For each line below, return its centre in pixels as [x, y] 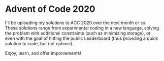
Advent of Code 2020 [50, 9]
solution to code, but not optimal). [39, 43]
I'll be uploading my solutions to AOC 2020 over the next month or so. [76, 23]
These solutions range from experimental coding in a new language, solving [82, 28]
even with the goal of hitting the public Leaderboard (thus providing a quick [82, 38]
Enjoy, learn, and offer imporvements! [43, 53]
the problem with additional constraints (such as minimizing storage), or [78, 33]
